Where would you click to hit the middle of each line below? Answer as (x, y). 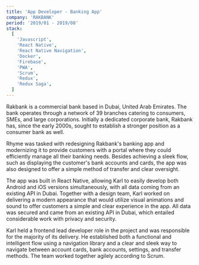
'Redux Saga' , (34, 84)
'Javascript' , (34, 39)
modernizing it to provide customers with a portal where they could (89, 150)
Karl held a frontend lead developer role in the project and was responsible (98, 230)
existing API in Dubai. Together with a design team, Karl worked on (88, 193)
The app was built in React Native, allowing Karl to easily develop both (92, 181)
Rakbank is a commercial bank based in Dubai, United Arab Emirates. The (97, 106)
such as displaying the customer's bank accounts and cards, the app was (97, 163)
